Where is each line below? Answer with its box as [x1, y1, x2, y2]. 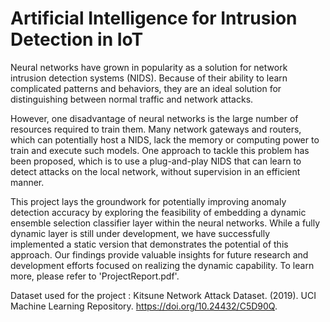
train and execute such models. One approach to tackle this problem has [10, 144, 310, 156]
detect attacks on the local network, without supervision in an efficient [10, 165, 301, 177]
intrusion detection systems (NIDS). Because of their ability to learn [10, 72, 288, 84]
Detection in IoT [10, 28, 144, 51]
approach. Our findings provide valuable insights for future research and [10, 248, 309, 261]
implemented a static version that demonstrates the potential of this [10, 238, 289, 250]
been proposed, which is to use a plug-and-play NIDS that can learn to [10, 155, 302, 167]
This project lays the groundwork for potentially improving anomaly [10, 195, 287, 207]
